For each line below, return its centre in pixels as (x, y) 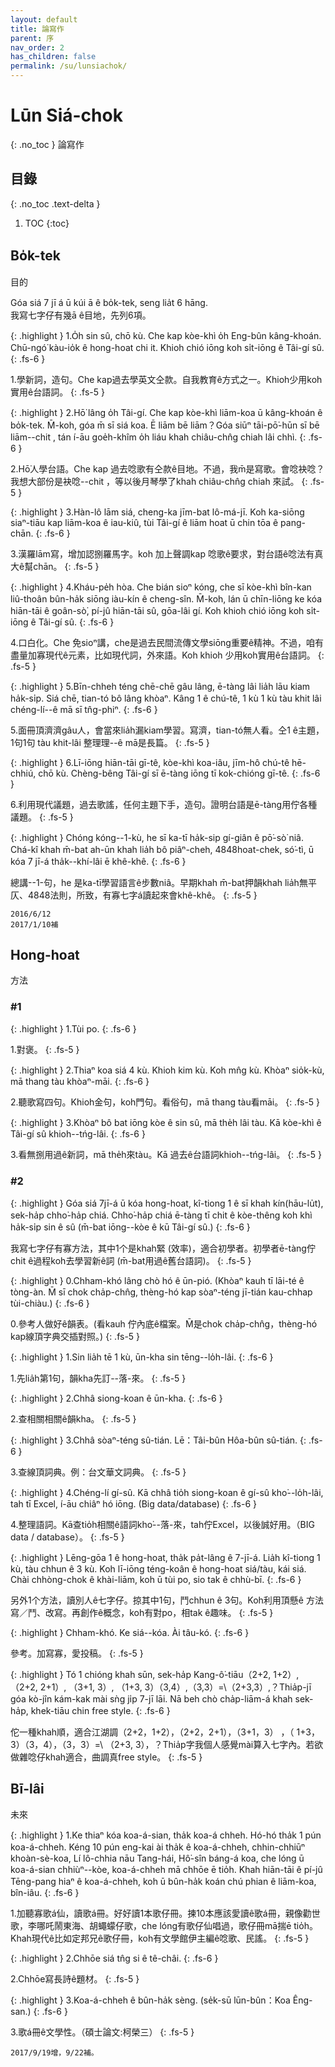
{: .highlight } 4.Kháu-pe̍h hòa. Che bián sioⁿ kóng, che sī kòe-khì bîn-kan (161, 587)
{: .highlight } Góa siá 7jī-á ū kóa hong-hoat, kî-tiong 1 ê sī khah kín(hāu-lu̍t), (167, 1203)
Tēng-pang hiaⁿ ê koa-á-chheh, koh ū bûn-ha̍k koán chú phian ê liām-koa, (163, 1881)
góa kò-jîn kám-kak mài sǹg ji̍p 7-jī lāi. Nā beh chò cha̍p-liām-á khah (151, 1698)
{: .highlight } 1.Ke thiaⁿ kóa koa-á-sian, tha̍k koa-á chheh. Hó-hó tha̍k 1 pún (166, 1835)
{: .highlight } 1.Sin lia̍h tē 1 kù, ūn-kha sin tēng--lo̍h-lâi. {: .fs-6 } (142, 1357)
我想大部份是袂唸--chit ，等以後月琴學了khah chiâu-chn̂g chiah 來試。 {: (159, 481)
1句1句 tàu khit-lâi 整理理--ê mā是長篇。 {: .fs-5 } (110, 742)
